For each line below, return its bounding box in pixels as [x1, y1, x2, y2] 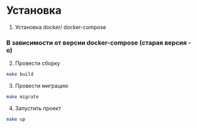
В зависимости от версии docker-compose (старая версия [6, 38, 187, 47]
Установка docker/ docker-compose [14, 23, 107, 31]
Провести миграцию [14, 82, 69, 90]
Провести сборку [14, 59, 60, 67]
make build [6, 72, 34, 78]
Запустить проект [14, 105, 61, 112]
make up [6, 116, 26, 122]
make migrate [6, 94, 39, 100]
